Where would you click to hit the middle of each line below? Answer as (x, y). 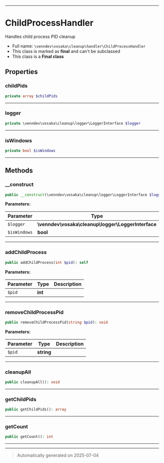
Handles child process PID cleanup (40, 36)
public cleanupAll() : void (32, 382)
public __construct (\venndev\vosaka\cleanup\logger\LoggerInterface (76, 195)
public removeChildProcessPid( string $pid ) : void (57, 322)
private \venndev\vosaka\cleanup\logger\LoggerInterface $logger (73, 123)
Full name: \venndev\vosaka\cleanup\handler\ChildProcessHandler (79, 46)
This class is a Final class (38, 56)
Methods (19, 170)
